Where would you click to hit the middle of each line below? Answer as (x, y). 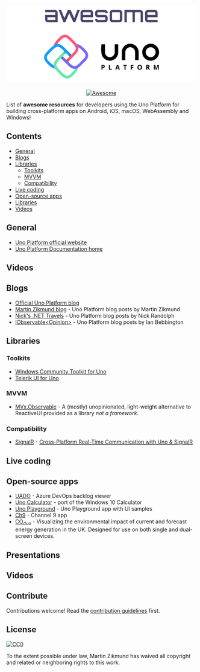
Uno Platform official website (51, 242)
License (21, 630)
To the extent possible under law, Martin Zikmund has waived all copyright (98, 656)
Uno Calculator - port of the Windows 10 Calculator (79, 502)
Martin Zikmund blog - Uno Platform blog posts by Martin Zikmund (98, 309)
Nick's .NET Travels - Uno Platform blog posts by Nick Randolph (95, 315)
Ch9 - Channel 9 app (41, 515)
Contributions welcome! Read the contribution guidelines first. (83, 610)
